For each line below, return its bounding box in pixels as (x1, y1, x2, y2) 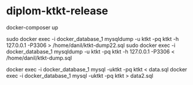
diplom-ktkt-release (6, 4, 109, 18)
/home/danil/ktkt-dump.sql (6, 54, 72, 61)
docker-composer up (6, 24, 59, 31)
